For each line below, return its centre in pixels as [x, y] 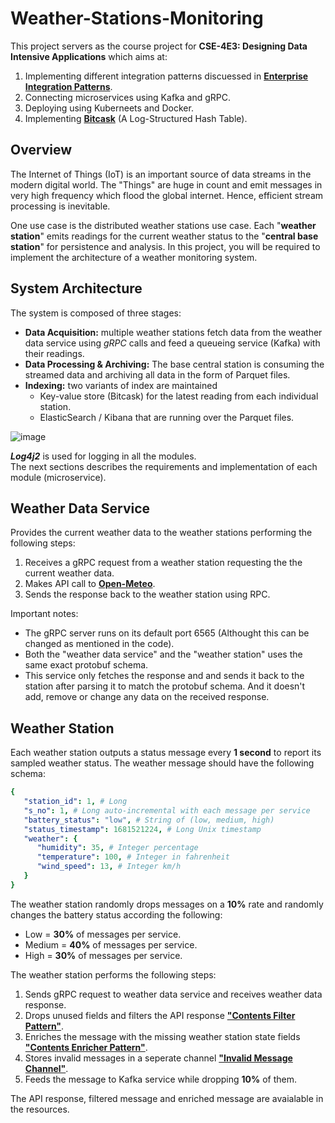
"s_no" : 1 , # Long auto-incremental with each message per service [167, 810]
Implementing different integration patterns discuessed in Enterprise [166, 76]
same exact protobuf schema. [86, 665]
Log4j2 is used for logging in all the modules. [103, 456]
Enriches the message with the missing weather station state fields [162, 1036]
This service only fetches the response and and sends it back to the [164, 676]
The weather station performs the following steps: [113, 974]
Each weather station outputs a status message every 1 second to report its [166, 753]
